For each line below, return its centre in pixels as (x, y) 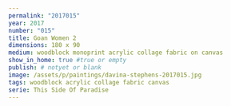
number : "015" (32, 30)
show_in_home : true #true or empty (68, 61)
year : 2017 (26, 23)
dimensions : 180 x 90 (44, 45)
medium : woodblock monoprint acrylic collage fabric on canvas (116, 53)
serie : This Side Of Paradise (59, 90)
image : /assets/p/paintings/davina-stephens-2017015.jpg (105, 75)
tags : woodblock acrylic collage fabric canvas (89, 82)
